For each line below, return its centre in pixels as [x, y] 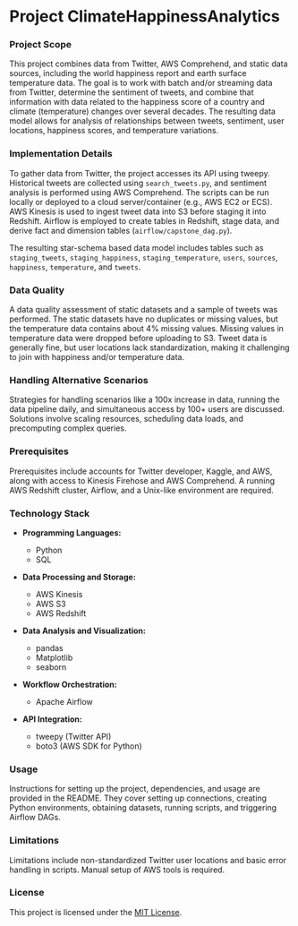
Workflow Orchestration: [70, 684]
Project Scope [40, 45]
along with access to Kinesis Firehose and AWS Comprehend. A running [142, 480]
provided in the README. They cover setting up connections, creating [138, 798]
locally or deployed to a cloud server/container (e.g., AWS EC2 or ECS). [141, 201]
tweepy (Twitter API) [73, 736]
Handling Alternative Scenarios [79, 380]
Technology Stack [50, 513]
